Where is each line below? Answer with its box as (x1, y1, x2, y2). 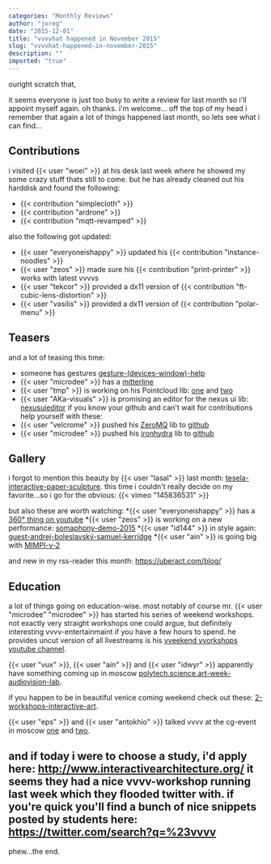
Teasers (8, 331, 50, 345)
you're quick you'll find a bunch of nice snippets (8, 799, 257, 814)
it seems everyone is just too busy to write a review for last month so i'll (8, 95, 247, 104)
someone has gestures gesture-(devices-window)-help (19, 368, 205, 377)
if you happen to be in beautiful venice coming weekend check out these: (8, 693, 253, 703)
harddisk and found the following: (8, 183, 121, 193)
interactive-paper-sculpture (8, 482, 101, 492)
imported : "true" (8, 57, 67, 66)
